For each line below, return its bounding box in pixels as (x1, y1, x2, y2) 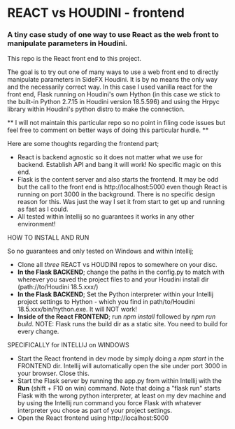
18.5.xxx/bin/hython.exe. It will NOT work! (17, 305, 138, 314)
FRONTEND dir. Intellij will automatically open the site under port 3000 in (17, 362, 227, 370)
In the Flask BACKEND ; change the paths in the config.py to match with (17, 268, 225, 277)
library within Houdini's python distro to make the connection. (7, 105, 185, 113)
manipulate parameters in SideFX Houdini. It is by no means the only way (7, 75, 218, 84)
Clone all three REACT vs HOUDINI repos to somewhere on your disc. (17, 261, 218, 269)
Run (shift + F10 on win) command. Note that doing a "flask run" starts (17, 384, 221, 393)
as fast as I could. (17, 205, 69, 214)
